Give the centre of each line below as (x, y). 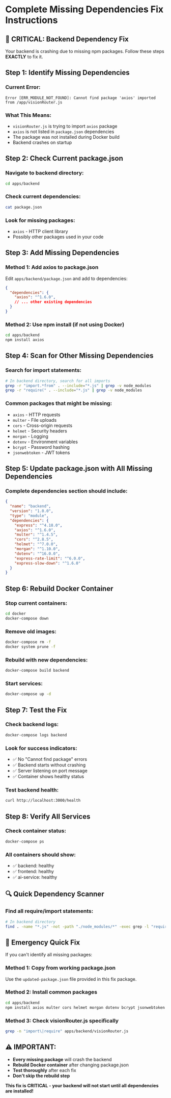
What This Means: (28, 115)
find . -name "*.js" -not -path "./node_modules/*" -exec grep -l (77, 927)
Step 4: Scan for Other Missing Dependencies (79, 356)
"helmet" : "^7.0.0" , (36, 544)
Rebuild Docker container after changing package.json (70, 1065)
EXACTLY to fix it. (24, 57)
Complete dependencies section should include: (67, 491)
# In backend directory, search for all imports (58, 381)
